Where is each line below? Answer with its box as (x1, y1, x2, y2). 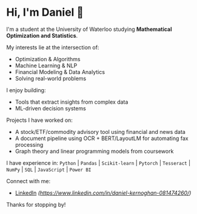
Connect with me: (6, 177, 50, 184)
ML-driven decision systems (15, 104, 86, 112)
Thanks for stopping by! (6, 201, 66, 208)
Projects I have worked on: (6, 116, 73, 124)
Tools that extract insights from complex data (15, 98, 129, 105)
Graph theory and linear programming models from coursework (15, 147, 174, 155)
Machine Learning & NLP (15, 62, 78, 69)
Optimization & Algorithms (15, 55, 81, 62)
